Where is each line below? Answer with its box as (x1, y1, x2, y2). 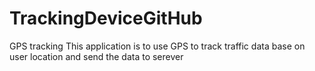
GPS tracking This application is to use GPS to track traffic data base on (9, 40, 306, 52)
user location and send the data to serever (9, 50, 184, 62)
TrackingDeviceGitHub (9, 7, 203, 30)
